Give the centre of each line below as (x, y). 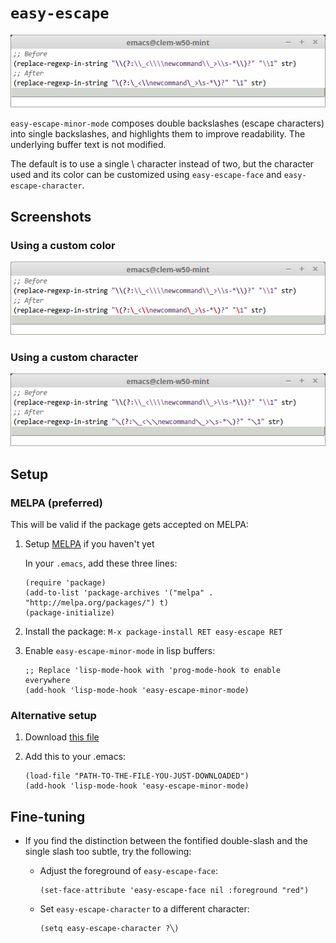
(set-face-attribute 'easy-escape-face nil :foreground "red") (174, 891)
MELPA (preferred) (57, 503)
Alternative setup (53, 716)
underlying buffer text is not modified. (88, 145)
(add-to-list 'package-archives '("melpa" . (119, 593)
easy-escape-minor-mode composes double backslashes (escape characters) (167, 123)
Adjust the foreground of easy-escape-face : (128, 871)
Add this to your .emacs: (75, 757)
